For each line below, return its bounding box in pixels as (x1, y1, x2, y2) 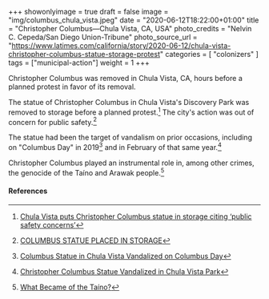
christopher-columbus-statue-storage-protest (8, 50, 160, 59)
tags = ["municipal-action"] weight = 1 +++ (8, 58, 151, 67)
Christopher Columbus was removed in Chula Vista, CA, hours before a (8, 74, 243, 83)
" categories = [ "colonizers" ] (159, 50, 259, 59)
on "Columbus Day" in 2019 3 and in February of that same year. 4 (8, 141, 222, 152)
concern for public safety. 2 (8, 115, 98, 127)
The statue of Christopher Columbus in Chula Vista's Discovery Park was (8, 98, 250, 107)
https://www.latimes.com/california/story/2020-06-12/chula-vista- (11, 41, 231, 51)
